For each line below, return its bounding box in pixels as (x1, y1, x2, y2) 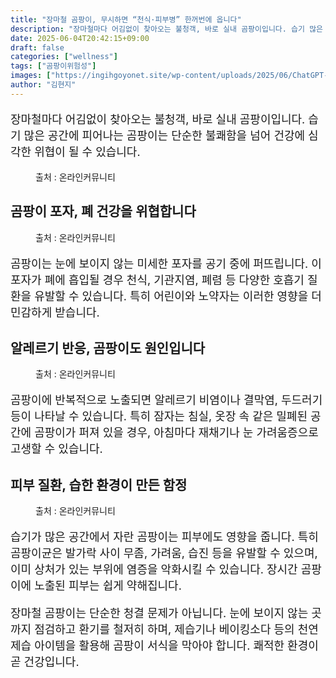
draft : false (10, 42, 65, 53)
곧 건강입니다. (10, 655, 80, 670)
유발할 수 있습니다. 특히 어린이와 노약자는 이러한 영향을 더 (34, 289, 322, 303)
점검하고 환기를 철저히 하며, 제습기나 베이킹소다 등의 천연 (34, 622, 319, 637)
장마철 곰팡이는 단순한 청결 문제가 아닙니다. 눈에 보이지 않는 (10, 606, 309, 621)
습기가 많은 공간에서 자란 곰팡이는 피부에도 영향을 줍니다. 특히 (10, 530, 319, 545)
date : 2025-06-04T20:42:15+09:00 (10, 33, 150, 43)
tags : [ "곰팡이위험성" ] (10, 61, 97, 71)
